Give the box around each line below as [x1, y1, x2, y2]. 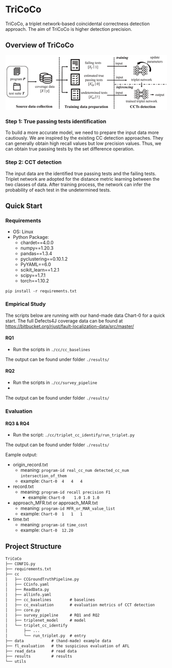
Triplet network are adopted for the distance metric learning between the [5, 176, 160, 182]
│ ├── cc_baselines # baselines [5, 597, 95, 602]
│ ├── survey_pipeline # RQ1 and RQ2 [5, 613, 100, 618]
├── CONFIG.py [5, 561, 36, 566]
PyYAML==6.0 [20, 261, 51, 268]
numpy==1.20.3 [20, 245, 54, 251]
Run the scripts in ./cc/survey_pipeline [12, 379, 98, 386]
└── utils [5, 659, 27, 664]
